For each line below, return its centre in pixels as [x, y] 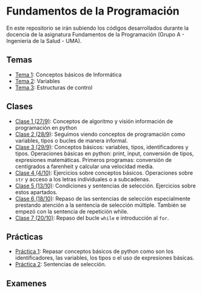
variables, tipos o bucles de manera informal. [72, 140]
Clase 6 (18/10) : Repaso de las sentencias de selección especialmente [103, 198]
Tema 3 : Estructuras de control [54, 87]
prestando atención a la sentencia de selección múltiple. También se [101, 205]
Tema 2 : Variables [38, 81]
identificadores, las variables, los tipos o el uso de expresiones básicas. [105, 258]
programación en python [46, 127]
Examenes [27, 283]
